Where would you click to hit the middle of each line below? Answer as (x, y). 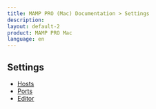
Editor (26, 98)
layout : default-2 (33, 26)
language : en (26, 39)
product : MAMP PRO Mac (40, 33)
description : (26, 20)
